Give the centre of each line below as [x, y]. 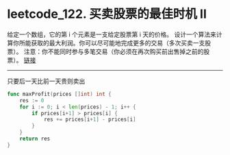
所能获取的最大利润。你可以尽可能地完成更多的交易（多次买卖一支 [112, 43]
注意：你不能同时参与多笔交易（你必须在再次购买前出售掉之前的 [114, 51]
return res [35, 139]
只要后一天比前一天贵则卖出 [46, 81]
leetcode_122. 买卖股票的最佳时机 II [107, 14]
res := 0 [32, 100]
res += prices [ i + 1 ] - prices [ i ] [90, 120]
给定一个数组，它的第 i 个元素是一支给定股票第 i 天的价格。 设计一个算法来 [112, 34]
